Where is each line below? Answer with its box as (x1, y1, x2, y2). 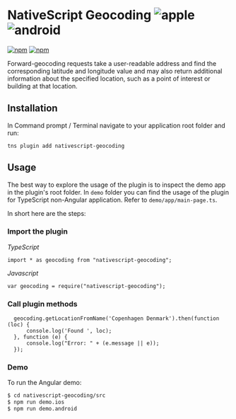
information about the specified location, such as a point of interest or (7, 74, 211, 83)
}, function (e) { (13, 333, 69, 341)
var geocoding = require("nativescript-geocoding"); (7, 282, 166, 289)
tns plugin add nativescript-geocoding (7, 142, 125, 149)
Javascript (7, 269, 39, 277)
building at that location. (7, 81, 78, 90)
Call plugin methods (7, 299, 78, 309)
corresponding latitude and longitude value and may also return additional (7, 67, 223, 75)
